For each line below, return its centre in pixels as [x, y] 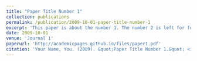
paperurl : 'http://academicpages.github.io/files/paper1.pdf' [84, 44]
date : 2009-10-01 [27, 33]
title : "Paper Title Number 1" [44, 11]
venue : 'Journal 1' [30, 38]
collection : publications [38, 17]
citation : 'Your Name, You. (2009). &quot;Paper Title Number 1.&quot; [95, 49]
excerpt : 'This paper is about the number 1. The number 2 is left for [95, 28]
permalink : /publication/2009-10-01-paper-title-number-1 [78, 22]
